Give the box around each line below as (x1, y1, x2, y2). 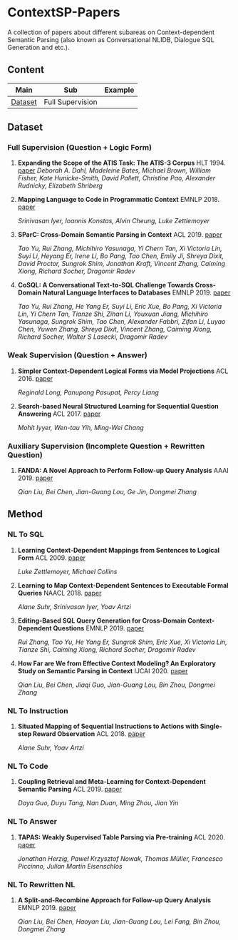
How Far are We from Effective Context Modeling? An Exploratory (17, 659, 216, 668)
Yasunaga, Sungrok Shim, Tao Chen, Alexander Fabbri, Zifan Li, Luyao (17, 317, 226, 326)
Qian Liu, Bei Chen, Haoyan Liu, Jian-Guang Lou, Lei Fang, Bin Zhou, (17, 917, 222, 926)
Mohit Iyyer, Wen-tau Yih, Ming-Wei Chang (17, 423, 144, 431)
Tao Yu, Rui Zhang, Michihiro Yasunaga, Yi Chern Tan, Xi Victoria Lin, (17, 244, 222, 253)
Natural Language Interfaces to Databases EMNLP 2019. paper (42, 288, 231, 297)
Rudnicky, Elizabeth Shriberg (17, 181, 103, 190)
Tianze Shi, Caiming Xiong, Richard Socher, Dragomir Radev (17, 645, 196, 653)
